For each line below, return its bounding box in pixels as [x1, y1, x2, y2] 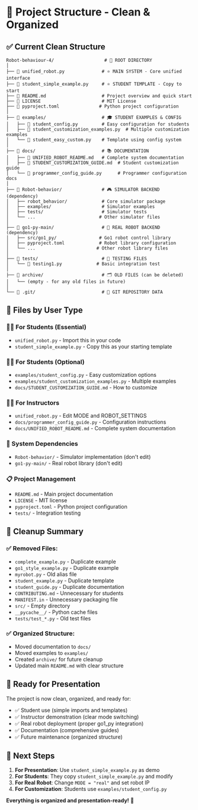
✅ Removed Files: [6, 544, 58, 553]
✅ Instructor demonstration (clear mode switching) [14, 713, 139, 720]
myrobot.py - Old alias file [14, 571, 77, 578]
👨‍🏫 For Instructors [6, 398, 60, 406]
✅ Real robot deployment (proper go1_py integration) [14, 720, 144, 727]
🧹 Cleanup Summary [6, 527, 84, 537]
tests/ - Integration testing [14, 509, 81, 516]
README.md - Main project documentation [14, 490, 113, 497]
